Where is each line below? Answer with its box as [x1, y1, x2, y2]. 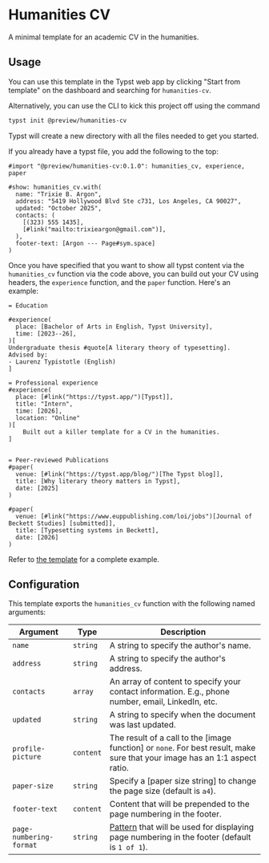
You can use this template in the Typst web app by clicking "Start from [8, 76, 241, 86]
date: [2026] [15, 533, 59, 541]
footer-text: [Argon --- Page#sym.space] [15, 239, 156, 247]
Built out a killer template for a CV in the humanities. [22, 428, 220, 436]
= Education [8, 301, 48, 310]
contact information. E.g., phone [109, 686, 231, 698]
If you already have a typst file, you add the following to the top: [8, 146, 219, 156]
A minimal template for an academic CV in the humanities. [8, 32, 199, 42]
